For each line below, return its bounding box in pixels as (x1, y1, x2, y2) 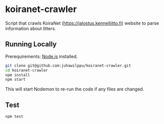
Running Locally (5, 40, 57, 49)
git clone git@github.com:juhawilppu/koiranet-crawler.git (5, 63, 131, 68)
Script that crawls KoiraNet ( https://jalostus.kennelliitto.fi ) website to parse (5, 20, 159, 26)
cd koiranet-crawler (5, 68, 49, 73)
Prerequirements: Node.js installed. (5, 53, 78, 59)
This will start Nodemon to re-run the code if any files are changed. (5, 86, 144, 92)
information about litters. (5, 25, 56, 31)
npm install (5, 72, 30, 77)
